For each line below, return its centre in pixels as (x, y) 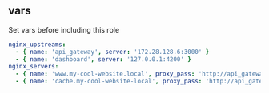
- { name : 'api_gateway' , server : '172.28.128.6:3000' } (112, 52)
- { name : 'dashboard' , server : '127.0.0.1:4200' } (104, 59)
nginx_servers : (34, 67)
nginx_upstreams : (37, 45)
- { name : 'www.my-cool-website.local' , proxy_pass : (105, 74)
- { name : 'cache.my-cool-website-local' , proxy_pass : (109, 81)
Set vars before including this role (64, 29)
